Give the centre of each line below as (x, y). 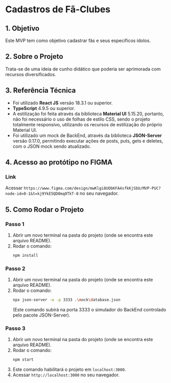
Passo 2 (15, 268)
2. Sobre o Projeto (34, 57)
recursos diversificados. (31, 74)
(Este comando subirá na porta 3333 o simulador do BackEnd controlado (89, 310)
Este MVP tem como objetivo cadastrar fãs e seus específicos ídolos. (78, 40)
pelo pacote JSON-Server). (41, 315)
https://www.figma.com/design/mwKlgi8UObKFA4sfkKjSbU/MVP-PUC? (92, 188)
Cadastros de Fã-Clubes (58, 9)
